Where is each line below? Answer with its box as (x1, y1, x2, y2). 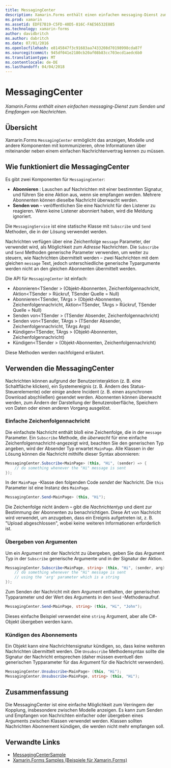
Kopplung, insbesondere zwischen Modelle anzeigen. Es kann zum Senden (5, 707, 163, 713)
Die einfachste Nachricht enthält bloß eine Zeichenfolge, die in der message (5, 429, 162, 435)
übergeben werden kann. (20, 618, 73, 625)
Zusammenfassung (5, 688, 69, 697)
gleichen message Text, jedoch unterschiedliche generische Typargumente (5, 260, 160, 266)
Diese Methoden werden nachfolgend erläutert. (5, 349, 105, 355)
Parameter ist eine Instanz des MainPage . (5, 485, 90, 491)
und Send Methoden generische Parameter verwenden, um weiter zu (5, 249, 149, 255)
